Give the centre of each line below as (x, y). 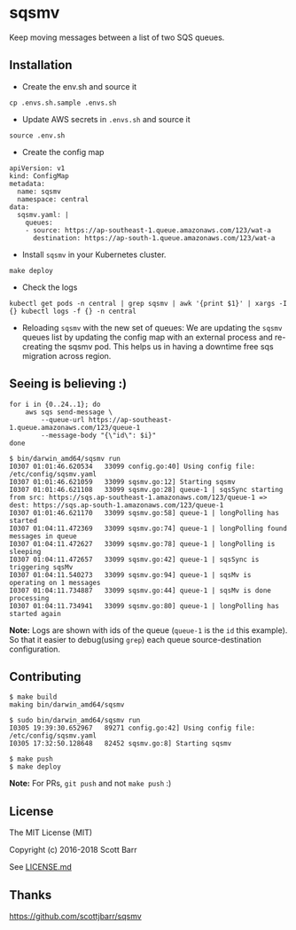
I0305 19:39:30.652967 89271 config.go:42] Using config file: (132, 728)
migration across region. (66, 356)
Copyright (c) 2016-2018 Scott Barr (73, 850)
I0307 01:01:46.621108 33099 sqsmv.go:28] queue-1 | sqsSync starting (146, 489)
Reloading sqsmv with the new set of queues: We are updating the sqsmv (152, 327)
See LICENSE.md (41, 867)
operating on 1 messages (55, 582)
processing (29, 598)
